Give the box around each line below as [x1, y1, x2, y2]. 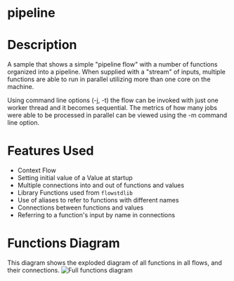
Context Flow [17, 166, 56, 174]
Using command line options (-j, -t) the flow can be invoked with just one [7, 96, 219, 104]
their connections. [7, 266, 60, 274]
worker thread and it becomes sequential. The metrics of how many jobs [7, 104, 218, 112]
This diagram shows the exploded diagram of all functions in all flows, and [7, 259, 223, 267]
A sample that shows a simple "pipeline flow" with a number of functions [7, 60, 218, 69]
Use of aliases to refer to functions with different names [17, 196, 179, 205]
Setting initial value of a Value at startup [17, 174, 134, 182]
